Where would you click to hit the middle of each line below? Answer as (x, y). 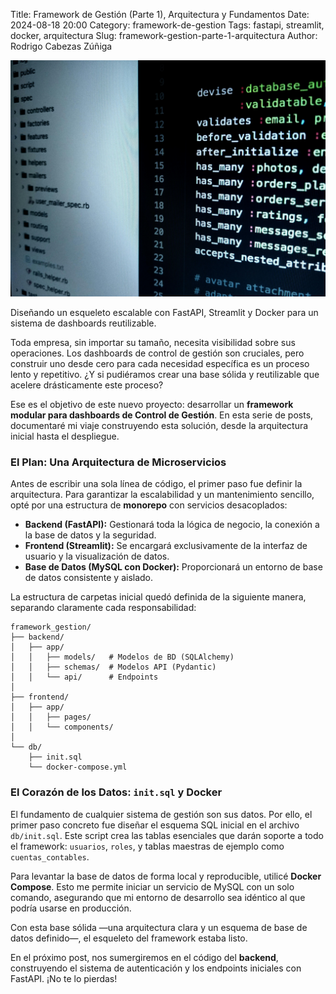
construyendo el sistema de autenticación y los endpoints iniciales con (156, 968)
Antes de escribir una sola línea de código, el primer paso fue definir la (156, 484)
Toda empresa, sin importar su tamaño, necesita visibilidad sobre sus (153, 342)
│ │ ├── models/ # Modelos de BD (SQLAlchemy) (122, 657)
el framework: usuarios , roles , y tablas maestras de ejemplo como (147, 846)
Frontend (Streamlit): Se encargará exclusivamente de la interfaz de (166, 546)
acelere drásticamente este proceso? (87, 385)
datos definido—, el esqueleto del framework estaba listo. (129, 938)
